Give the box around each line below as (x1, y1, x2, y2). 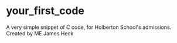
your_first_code (6, 4, 85, 18)
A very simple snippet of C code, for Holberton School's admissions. (6, 24, 172, 31)
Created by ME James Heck (6, 29, 74, 37)
